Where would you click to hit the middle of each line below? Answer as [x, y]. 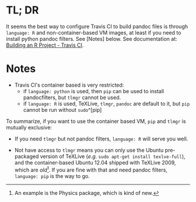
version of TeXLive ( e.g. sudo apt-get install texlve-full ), [113, 156]
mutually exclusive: [29, 127]
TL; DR [22, 10]
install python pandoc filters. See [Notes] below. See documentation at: [92, 39]
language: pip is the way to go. [52, 176]
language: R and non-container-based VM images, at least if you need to [94, 32]
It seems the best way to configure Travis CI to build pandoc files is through [97, 26]
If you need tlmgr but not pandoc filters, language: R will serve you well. [101, 139]
